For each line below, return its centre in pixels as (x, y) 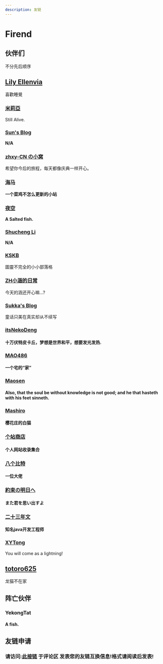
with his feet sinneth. (27, 398)
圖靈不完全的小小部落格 (29, 267)
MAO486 (16, 355)
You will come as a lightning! (34, 553)
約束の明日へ (20, 490)
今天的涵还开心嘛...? (25, 292)
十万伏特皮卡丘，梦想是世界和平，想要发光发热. (53, 342)
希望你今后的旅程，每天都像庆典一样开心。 (48, 169)
